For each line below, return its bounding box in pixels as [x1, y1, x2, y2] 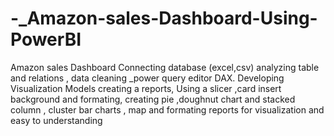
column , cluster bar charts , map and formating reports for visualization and [10, 103, 325, 116]
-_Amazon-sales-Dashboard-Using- [10, 7, 318, 30]
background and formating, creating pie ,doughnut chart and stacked [10, 93, 296, 105]
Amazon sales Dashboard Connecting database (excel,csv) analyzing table [10, 61, 320, 73]
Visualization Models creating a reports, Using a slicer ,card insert [10, 82, 282, 94]
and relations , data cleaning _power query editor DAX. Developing [10, 72, 285, 84]
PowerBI [10, 28, 82, 51]
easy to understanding [10, 114, 103, 126]
